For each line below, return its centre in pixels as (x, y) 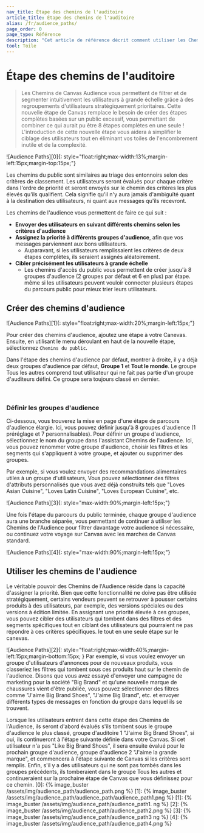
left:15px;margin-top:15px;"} (41, 163)
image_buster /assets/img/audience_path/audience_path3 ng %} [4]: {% (97, 817)
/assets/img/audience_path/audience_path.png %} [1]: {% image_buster (97, 791)
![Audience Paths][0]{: (34, 157)
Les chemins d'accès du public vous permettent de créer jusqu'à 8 (108, 269)
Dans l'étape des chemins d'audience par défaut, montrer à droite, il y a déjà (102, 360)
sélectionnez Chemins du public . (47, 347)
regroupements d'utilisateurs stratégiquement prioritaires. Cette (101, 106)
